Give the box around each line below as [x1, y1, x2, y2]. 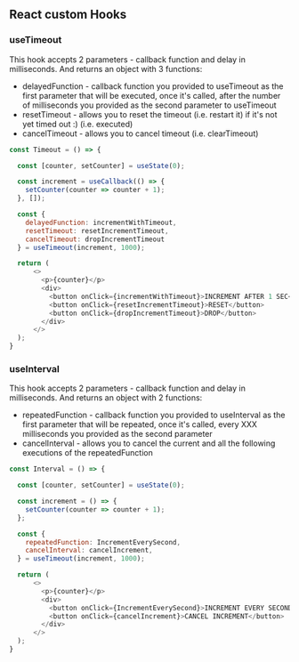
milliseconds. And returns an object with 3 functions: [9, 63, 203, 74]
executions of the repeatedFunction [21, 448, 153, 458]
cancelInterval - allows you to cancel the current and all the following [21, 438, 276, 448]
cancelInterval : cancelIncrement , [25, 546, 153, 555]
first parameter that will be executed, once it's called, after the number [21, 90, 281, 101]
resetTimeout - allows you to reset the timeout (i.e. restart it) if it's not [21, 109, 278, 119]
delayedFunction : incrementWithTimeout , [25, 218, 177, 227]
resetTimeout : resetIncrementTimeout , [25, 226, 169, 235]
